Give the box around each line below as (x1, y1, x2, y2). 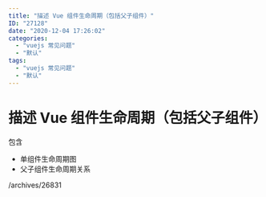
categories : (8, 34, 48, 43)
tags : (8, 57, 26, 65)
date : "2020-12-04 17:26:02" (8, 27, 106, 35)
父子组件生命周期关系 (19, 164, 91, 174)
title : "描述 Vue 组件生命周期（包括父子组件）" (8, 11, 155, 20)
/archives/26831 (8, 180, 62, 190)
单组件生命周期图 (19, 154, 77, 163)
